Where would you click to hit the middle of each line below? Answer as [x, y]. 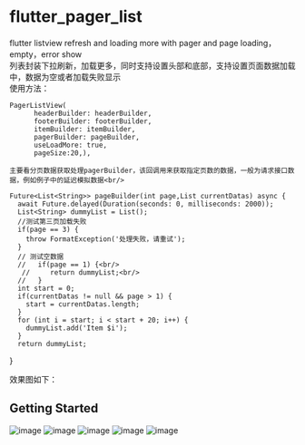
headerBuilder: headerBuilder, [93, 113]
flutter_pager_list [76, 17]
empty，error [35, 54]
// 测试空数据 [41, 256]
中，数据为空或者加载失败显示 [65, 77]
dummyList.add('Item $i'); [77, 328]
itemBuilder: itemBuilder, [84, 129]
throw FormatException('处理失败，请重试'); [106, 239]
